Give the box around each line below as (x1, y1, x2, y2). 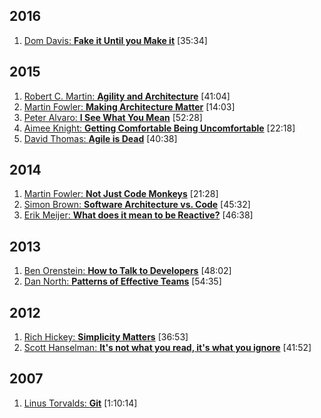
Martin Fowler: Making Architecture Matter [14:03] (23, 100, 236, 113)
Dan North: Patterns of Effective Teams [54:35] (23, 275, 222, 288)
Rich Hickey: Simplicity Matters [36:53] (23, 331, 189, 343)
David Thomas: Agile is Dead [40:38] (23, 132, 178, 144)
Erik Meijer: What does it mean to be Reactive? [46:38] (23, 209, 254, 221)
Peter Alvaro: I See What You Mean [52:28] (23, 111, 203, 123)
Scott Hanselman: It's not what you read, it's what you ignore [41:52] (23, 342, 312, 354)
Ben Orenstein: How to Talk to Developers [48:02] (23, 265, 232, 277)
